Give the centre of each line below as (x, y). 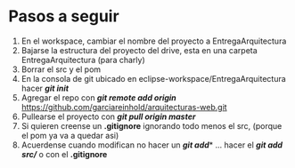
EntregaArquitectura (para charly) (83, 60)
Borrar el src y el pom (61, 69)
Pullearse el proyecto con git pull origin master (108, 116)
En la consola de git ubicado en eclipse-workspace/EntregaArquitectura (153, 78)
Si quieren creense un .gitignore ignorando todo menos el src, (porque (152, 125)
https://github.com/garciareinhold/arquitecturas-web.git (124, 107)
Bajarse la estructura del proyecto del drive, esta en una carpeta (139, 50)
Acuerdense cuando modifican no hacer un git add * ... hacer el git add (152, 145)
